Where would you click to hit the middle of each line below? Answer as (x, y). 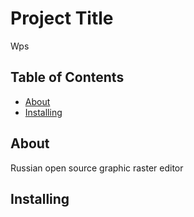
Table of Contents (67, 77)
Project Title (62, 18)
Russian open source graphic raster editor (97, 168)
